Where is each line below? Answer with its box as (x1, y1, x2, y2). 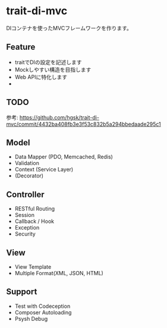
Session (14, 212, 34, 219)
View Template (14, 263, 52, 270)
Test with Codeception (14, 302, 71, 310)
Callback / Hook (14, 218, 55, 225)
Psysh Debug (14, 315, 48, 322)
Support (6, 286, 37, 297)
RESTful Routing (14, 205, 55, 212)
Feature (6, 42, 36, 52)
